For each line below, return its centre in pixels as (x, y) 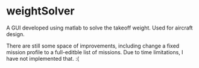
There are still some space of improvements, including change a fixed (93, 46)
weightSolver (40, 11)
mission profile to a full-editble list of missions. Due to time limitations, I (95, 52)
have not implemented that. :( (43, 58)
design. (16, 34)
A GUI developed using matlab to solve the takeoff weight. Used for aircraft (99, 28)
